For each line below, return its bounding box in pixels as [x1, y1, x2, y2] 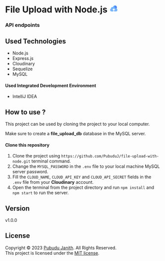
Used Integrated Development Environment [5, 82, 97, 88]
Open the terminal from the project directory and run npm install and [12, 185, 155, 191]
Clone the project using [12, 153, 60, 159]
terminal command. [31, 158, 71, 164]
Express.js [12, 55, 34, 61]
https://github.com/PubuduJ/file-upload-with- [61, 154, 160, 159]
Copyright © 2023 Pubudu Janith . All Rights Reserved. [5, 245, 117, 251]
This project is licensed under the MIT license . [5, 250, 100, 256]
